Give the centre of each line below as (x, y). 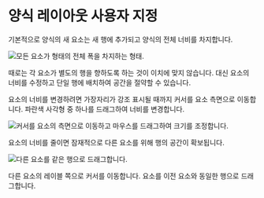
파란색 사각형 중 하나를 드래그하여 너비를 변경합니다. (105, 109)
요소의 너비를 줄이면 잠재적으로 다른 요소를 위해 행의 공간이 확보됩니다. (116, 142)
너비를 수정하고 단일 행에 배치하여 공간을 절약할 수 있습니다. (100, 82)
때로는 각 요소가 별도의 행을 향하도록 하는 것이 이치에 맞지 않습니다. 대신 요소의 (129, 72)
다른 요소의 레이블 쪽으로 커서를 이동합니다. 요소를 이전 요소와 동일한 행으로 (124, 176)
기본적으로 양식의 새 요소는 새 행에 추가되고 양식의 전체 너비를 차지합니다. (121, 39)
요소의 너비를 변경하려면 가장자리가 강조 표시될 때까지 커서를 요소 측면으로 (122, 99)
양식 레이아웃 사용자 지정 (83, 16)
